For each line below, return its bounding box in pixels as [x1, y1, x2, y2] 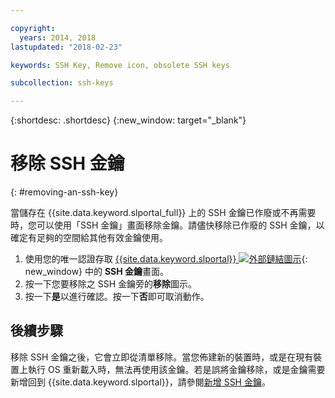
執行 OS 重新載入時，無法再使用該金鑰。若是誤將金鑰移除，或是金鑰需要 [27, 363, 326, 375]
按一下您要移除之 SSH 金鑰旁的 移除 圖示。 [24, 278, 198, 290]
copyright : [10, 23, 56, 33]
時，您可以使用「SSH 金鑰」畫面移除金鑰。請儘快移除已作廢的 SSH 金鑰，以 [10, 219, 325, 231]
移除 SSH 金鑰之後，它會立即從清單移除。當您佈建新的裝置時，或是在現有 [10, 351, 314, 363]
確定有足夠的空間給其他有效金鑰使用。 [10, 232, 168, 244]
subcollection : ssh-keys [10, 78, 114, 88]
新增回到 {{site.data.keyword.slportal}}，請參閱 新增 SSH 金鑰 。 [10, 376, 271, 388]
